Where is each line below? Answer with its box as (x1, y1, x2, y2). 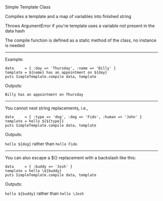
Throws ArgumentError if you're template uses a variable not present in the (5, 23, 155, 29)
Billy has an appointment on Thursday (5, 92, 83, 97)
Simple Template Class (5, 4, 51, 10)
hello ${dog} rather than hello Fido (5, 141, 78, 147)
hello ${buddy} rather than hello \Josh (5, 191, 84, 196)
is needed (5, 43, 25, 48)
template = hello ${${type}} (5, 119, 64, 124)
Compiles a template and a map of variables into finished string (5, 14, 131, 19)
